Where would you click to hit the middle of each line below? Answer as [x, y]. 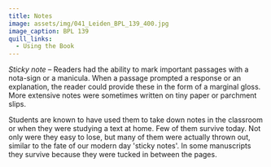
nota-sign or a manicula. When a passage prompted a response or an [125, 78]
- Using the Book [45, 46]
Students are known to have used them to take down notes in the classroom [135, 120]
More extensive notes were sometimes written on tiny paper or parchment [133, 95]
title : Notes [31, 16]
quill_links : [31, 39]
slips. [17, 104]
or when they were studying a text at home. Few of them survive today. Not [135, 129]
